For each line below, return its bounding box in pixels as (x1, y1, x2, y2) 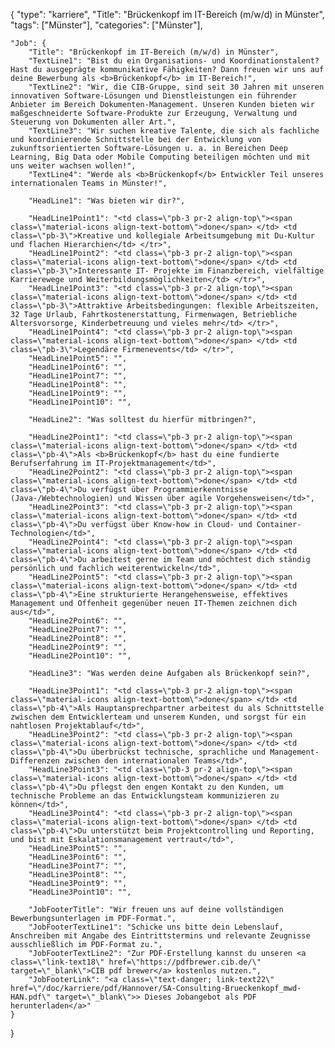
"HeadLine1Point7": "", (28, 371, 128, 381)
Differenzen (10, 756, 60, 766)
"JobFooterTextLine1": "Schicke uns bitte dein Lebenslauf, (28, 922, 284, 932)
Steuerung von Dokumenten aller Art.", (10, 117, 177, 127)
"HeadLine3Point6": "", (28, 852, 128, 862)
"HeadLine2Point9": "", (28, 642, 128, 652)
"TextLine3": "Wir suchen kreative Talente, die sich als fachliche (28, 126, 320, 136)
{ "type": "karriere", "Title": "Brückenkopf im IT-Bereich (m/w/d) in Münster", (10, 9, 325, 20)
